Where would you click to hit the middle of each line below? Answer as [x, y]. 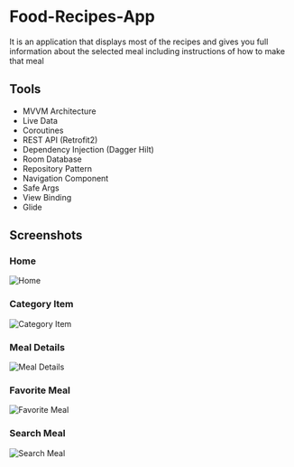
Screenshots [46, 235]
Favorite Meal [40, 390]
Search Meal [37, 434]
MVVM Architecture [59, 111]
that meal [27, 61]
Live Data [40, 120]
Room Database [52, 159]
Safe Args [41, 188]
